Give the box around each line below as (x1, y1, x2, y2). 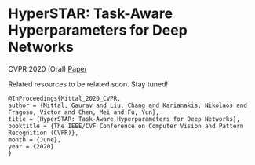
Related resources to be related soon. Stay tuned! (8, 79, 169, 89)
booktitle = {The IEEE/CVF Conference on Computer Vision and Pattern (8, 122, 244, 130)
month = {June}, (8, 135, 61, 144)
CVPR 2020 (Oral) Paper (8, 64, 88, 73)
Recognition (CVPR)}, (8, 129, 79, 137)
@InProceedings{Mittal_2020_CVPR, (8, 94, 122, 102)
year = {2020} (8, 142, 55, 150)
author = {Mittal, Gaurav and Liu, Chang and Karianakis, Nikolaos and (8, 101, 247, 109)
